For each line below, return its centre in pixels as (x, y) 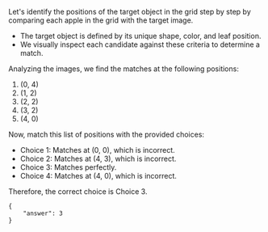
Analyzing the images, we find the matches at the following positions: (124, 69)
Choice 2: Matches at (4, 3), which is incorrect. (98, 158)
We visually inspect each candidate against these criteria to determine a (140, 44)
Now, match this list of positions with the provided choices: (106, 134)
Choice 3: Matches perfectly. (68, 167)
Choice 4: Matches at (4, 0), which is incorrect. (98, 176)
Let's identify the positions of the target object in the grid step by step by (130, 12)
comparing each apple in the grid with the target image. (101, 20)
